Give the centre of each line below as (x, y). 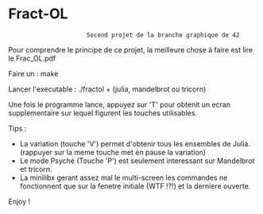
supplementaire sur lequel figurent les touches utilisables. (102, 113)
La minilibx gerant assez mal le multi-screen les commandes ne (124, 177)
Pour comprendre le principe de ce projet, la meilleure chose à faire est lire (130, 49)
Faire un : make (33, 73)
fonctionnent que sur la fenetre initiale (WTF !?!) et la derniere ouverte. (135, 186)
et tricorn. (36, 169)
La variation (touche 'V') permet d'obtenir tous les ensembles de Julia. (135, 143)
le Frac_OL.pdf (32, 58)
